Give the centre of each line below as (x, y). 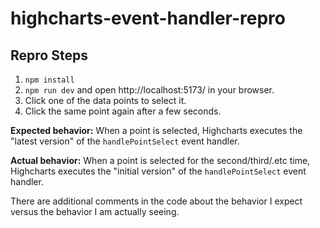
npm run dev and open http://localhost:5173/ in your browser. (149, 90)
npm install (49, 80)
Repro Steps (49, 55)
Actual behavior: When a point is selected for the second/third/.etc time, (160, 160)
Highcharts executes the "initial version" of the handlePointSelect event (158, 171)
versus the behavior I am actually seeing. (95, 211)
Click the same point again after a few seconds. (123, 111)
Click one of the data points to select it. (105, 100)
